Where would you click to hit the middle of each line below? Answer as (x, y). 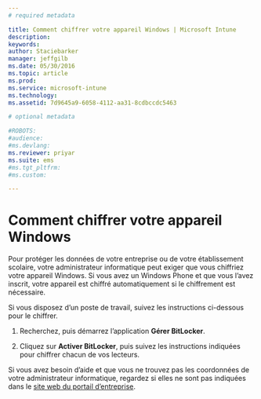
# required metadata (42, 15)
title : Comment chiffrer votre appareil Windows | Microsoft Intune (122, 29)
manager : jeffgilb (38, 59)
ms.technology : (33, 95)
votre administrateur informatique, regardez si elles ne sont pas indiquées (127, 379)
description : (29, 37)
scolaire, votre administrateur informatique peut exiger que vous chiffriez (126, 267)
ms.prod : (22, 81)
